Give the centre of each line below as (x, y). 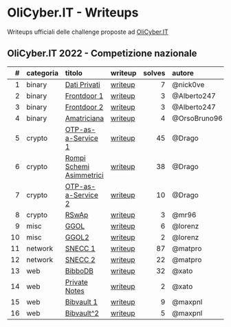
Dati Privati (83, 84)
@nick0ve (188, 84)
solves (154, 72)
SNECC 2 (80, 259)
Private (76, 282)
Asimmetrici (85, 175)
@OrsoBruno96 (197, 118)
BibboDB (79, 270)
